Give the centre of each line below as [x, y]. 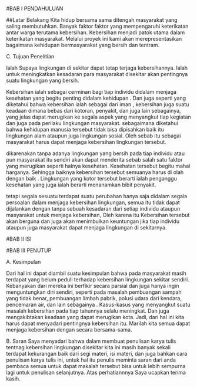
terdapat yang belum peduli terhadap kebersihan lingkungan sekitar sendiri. [98, 279]
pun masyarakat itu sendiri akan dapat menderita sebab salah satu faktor [94, 160]
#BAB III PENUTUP [29, 250]
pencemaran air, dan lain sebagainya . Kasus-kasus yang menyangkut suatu [98, 304]
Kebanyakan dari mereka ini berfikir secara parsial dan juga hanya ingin [93, 286]
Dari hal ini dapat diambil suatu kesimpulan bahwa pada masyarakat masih [96, 273]
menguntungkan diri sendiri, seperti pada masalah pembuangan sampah [94, 292]
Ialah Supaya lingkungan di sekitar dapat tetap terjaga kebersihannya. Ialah [97, 68]
